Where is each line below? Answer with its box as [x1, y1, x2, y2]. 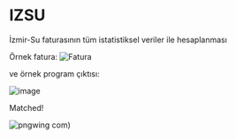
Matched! [9, 102, 44, 113]
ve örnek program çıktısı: [9, 68, 100, 79]
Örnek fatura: [9, 51, 58, 62]
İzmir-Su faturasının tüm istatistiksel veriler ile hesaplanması [9, 34, 228, 45]
